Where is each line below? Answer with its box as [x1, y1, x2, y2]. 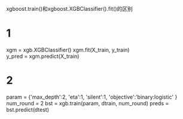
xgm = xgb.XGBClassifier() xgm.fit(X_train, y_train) [6, 46, 130, 53]
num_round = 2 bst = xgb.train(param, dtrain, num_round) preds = [6, 99, 169, 106]
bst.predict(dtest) [6, 106, 50, 113]
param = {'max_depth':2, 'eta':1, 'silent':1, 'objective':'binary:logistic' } [6, 93, 178, 100]
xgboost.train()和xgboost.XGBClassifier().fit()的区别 [6, 5, 133, 12]
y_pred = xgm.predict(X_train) [6, 53, 80, 60]
